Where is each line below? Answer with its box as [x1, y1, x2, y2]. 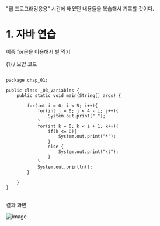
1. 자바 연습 [6, 28, 57, 41]
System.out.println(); [37, 164, 93, 170]
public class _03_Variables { [6, 87, 80, 93]
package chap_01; [6, 77, 48, 83]
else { [47, 144, 64, 149]
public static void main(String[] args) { [16, 92, 121, 98]
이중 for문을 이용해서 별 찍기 [6, 48, 71, 55]
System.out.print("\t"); [58, 148, 119, 155]
